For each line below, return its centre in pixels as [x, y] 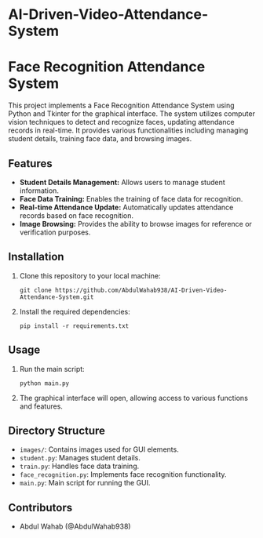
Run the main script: [52, 369]
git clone [36, 290]
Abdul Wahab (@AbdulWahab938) [75, 526]
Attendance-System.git [57, 297]
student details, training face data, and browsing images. [100, 139]
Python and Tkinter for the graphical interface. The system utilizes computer [131, 114]
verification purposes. [55, 232]
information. [39, 191]
